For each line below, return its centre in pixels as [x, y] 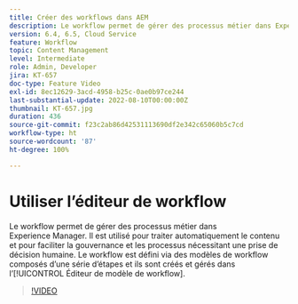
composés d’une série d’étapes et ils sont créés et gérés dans [122, 264]
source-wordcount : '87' [53, 141]
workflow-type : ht [43, 133]
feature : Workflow [43, 42]
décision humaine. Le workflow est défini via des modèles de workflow [139, 254]
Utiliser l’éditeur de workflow [118, 201]
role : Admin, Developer [53, 68]
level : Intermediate [47, 59]
